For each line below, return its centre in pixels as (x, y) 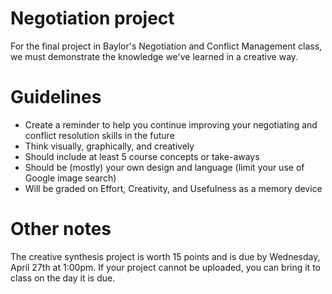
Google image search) (70, 178)
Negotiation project (92, 18)
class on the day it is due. (63, 278)
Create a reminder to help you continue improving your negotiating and (171, 124)
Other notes (61, 229)
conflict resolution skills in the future (99, 135)
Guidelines (56, 97)
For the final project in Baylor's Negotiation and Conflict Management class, (166, 46)
